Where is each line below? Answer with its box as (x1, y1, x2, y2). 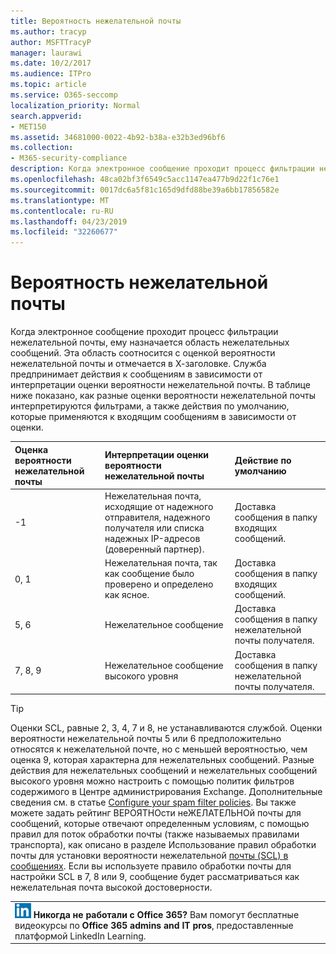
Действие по (234, 454, 292, 466)
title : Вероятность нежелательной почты (10, 16, 182, 26)
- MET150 (10, 121, 47, 132)
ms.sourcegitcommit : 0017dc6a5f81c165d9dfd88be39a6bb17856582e (10, 185, 280, 195)
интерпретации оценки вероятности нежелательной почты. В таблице (10, 379, 311, 391)
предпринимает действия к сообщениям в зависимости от (10, 368, 263, 380)
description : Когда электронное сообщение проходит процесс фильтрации (10, 164, 315, 174)
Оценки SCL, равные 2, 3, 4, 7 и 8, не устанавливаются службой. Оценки (10, 722, 323, 734)
